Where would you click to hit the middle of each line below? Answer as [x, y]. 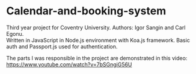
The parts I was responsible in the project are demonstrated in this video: [97, 58]
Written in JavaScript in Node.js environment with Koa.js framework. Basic [98, 40]
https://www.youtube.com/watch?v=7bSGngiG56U [69, 64]
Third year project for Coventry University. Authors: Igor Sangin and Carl [96, 27]
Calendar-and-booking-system [86, 11]
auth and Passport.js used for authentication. [62, 47]
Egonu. [15, 33]
